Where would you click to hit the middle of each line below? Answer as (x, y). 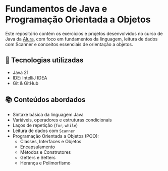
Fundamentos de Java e (56, 9)
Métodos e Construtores (45, 152)
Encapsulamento (38, 147)
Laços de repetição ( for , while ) (45, 125)
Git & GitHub (25, 83)
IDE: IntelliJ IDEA (30, 78)
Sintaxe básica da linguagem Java (48, 114)
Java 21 (20, 72)
